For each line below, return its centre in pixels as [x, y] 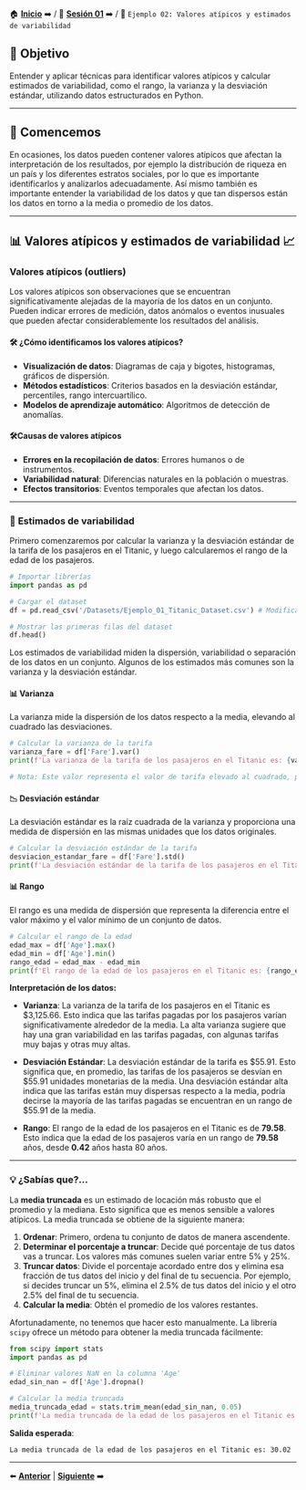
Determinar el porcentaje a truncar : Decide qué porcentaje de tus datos [159, 1246]
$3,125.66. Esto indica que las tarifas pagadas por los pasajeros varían [154, 1016]
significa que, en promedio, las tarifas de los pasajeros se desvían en [152, 1072]
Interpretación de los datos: [63, 988]
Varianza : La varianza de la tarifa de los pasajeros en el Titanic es [146, 1005]
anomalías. [43, 414]
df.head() [28, 635]
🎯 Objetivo [40, 54]
